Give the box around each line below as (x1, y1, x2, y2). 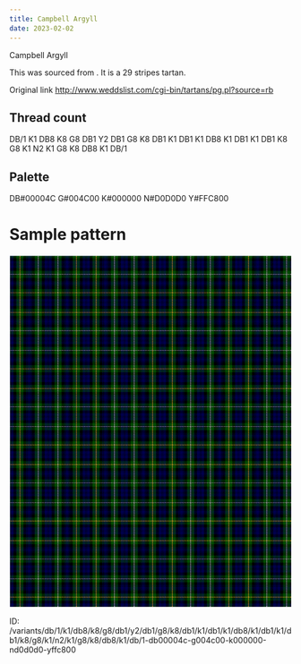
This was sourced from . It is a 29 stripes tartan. (9, 67, 186, 78)
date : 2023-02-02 (9, 23, 74, 33)
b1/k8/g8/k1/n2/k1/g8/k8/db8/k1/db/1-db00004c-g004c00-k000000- (9, 635, 267, 646)
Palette (9, 169, 50, 184)
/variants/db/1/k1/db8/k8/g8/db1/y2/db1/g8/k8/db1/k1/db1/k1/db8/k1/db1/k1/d (9, 626, 292, 636)
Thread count (9, 110, 87, 125)
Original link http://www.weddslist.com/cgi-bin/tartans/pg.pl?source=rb (9, 84, 274, 95)
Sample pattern (9, 225, 127, 245)
